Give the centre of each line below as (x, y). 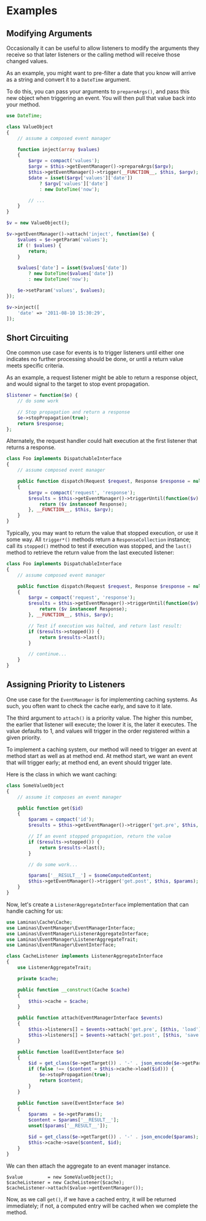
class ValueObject (30, 127)
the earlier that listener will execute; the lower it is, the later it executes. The (102, 724)
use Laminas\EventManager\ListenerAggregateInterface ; (78, 934)
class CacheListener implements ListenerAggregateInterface (85, 956)
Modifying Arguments (49, 33)
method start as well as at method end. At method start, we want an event (100, 755)
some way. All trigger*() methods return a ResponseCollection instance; (99, 540)
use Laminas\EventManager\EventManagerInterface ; (71, 928)
